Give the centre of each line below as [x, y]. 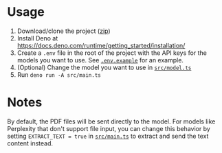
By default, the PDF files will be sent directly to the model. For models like [111, 121]
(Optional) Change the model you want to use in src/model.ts [104, 67]
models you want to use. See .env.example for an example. [100, 60]
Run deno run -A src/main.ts [59, 74]
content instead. [30, 143]
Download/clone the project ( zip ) [64, 31]
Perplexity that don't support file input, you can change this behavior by [109, 128]
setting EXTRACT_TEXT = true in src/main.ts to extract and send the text [108, 136]
